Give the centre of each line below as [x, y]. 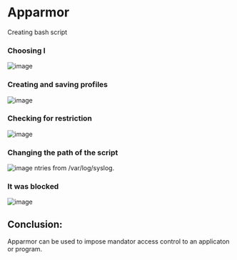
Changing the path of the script [63, 152]
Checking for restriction [50, 118]
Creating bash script [37, 32]
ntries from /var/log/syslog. [75, 168]
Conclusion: [35, 224]
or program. [25, 249]
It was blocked [33, 187]
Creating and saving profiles [58, 85]
